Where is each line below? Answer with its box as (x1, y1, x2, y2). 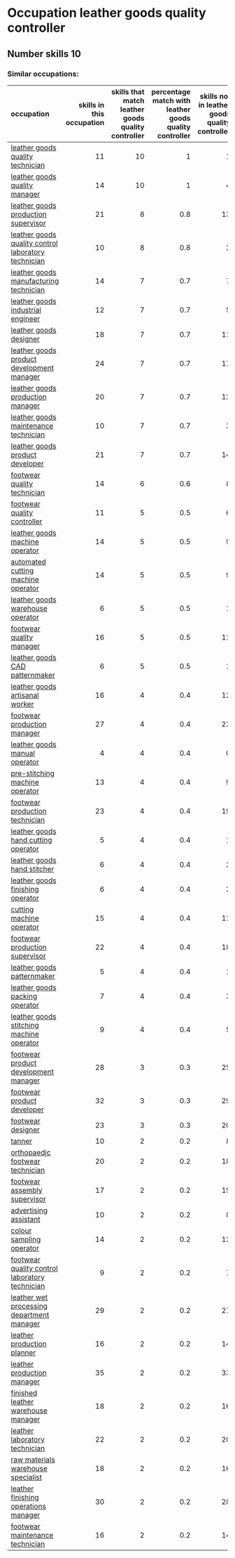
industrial (10, 305, 42, 315)
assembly (10, 1185, 43, 1195)
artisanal (10, 690, 40, 700)
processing (10, 1301, 48, 1311)
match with (152, 95, 191, 105)
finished (10, 1388, 38, 1398)
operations (10, 1501, 47, 1511)
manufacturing (10, 276, 59, 286)
